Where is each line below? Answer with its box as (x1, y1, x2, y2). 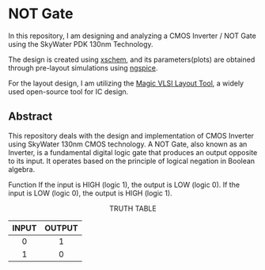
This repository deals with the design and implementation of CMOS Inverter (8, 131, 255, 140)
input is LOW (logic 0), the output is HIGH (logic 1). (8, 188, 172, 198)
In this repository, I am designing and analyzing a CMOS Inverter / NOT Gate (8, 31, 257, 40)
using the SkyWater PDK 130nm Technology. (8, 39, 153, 48)
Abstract (8, 110, 53, 124)
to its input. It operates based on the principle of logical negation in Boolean (8, 156, 256, 165)
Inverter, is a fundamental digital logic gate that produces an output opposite (8, 147, 258, 157)
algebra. (8, 164, 36, 174)
